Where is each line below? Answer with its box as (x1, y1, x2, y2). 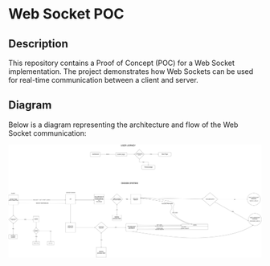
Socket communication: (8, 128, 87, 137)
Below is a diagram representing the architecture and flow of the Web (8, 120, 239, 129)
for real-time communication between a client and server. (8, 76, 198, 84)
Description (8, 37, 68, 51)
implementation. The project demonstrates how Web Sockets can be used (8, 67, 254, 76)
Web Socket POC (8, 5, 125, 23)
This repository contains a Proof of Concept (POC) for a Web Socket (8, 58, 235, 68)
